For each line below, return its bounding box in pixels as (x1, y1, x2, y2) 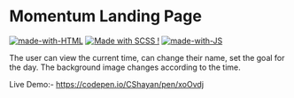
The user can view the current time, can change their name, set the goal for (9, 52, 285, 63)
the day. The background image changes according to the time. (9, 62, 241, 72)
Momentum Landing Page (9, 6, 202, 26)
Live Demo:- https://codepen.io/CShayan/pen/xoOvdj (9, 79, 205, 89)
